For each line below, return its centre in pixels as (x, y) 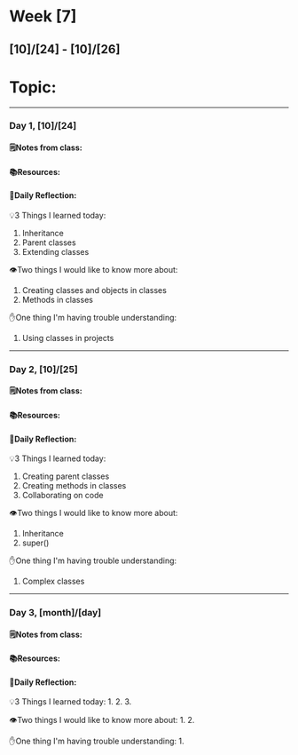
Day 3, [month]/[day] (55, 613)
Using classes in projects (68, 338)
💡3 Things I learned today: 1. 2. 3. (71, 702)
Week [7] (43, 16)
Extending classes (55, 251)
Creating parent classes (66, 476)
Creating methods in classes (74, 486)
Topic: (33, 87)
